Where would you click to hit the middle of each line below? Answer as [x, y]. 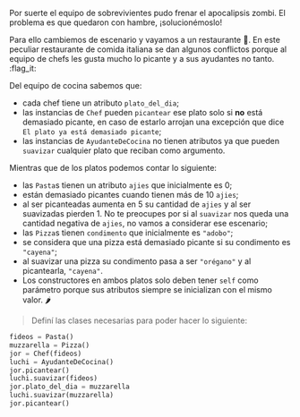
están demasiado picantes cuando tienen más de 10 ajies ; [130, 195]
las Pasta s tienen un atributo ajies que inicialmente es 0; [127, 185]
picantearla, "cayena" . [62, 271]
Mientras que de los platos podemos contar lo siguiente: [113, 168]
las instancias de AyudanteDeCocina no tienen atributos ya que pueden [151, 141]
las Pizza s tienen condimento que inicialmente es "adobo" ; [128, 233]
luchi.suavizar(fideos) [54, 379]
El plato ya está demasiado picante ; [92, 132]
